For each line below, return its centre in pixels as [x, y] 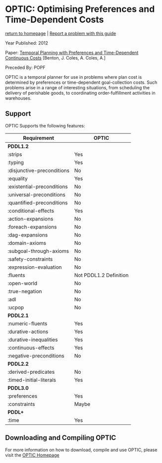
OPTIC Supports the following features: [45, 125]
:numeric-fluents [27, 323]
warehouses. [18, 98]
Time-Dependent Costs [54, 20]
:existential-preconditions [38, 186]
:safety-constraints [30, 259]
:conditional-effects [31, 211]
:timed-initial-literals [32, 380]
